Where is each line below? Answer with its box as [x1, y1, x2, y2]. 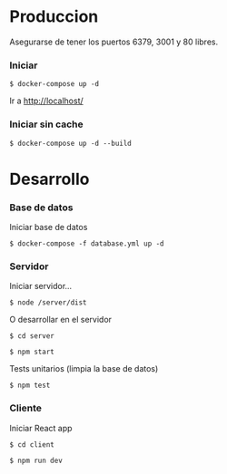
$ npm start [9, 347, 54, 357]
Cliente [9, 401, 43, 414]
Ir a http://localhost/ [9, 95, 84, 106]
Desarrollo [9, 169, 90, 189]
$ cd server [9, 332, 54, 341]
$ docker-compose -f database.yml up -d [9, 239, 165, 248]
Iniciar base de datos [9, 222, 88, 233]
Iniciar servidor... [9, 281, 73, 292]
